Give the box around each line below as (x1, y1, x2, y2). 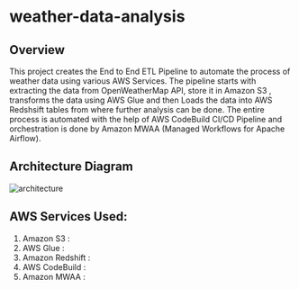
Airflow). (9, 133, 41, 143)
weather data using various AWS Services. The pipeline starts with (9, 76, 257, 86)
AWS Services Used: (9, 209, 128, 224)
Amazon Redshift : (22, 252, 91, 263)
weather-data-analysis (9, 6, 186, 27)
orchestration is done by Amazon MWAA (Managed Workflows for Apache (9, 123, 285, 134)
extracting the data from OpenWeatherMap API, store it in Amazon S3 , (9, 86, 272, 95)
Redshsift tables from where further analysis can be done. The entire (9, 104, 265, 114)
